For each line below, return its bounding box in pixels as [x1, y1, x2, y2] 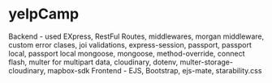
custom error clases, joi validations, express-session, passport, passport [8, 39, 252, 49]
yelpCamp [8, 5, 80, 23]
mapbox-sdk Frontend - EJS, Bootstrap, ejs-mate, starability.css [47, 65, 262, 75]
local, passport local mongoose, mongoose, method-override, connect [8, 48, 245, 58]
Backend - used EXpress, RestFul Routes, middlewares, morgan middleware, [8, 31, 265, 41]
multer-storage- [179, 57, 234, 67]
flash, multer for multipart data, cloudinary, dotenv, [8, 57, 179, 67]
